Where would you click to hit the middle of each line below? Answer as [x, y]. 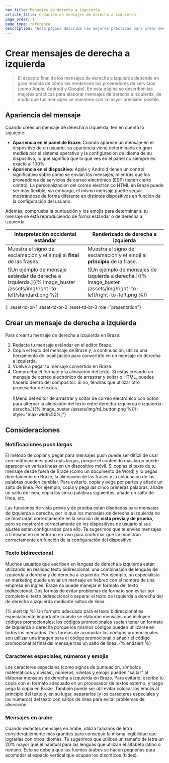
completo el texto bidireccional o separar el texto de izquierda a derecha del [84, 596]
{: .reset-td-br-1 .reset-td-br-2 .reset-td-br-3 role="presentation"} [73, 307]
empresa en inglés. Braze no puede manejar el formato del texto [72, 585]
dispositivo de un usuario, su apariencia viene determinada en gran [82, 148]
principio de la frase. [112, 261]
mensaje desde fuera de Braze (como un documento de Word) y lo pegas [81, 471]
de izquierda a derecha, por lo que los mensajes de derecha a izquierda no [82, 513]
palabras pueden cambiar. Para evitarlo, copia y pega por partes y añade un [84, 482]
